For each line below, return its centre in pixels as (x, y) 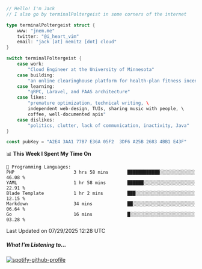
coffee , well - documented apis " (67, 114)
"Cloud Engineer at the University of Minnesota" (91, 69)
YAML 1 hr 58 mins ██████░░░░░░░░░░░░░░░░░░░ (101, 183)
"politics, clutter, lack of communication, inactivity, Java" (109, 125)
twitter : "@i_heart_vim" (48, 36)
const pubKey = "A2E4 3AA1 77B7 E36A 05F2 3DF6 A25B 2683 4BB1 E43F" (96, 142)
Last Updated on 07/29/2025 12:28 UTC (56, 231)
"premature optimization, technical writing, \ (88, 103)
